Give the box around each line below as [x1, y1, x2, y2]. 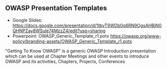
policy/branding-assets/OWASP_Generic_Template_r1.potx [12, 38, 132, 44]
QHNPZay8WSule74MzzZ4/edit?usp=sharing [12, 27, 106, 34]
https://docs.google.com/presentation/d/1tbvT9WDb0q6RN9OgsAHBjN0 [12, 22, 162, 28]
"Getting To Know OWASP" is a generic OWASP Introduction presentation [5, 48, 156, 54]
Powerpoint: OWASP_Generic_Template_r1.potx [12, 33, 110, 39]
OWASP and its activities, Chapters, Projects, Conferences [5, 58, 126, 64]
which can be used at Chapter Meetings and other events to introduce [5, 53, 150, 59]
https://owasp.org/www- [110, 33, 162, 39]
